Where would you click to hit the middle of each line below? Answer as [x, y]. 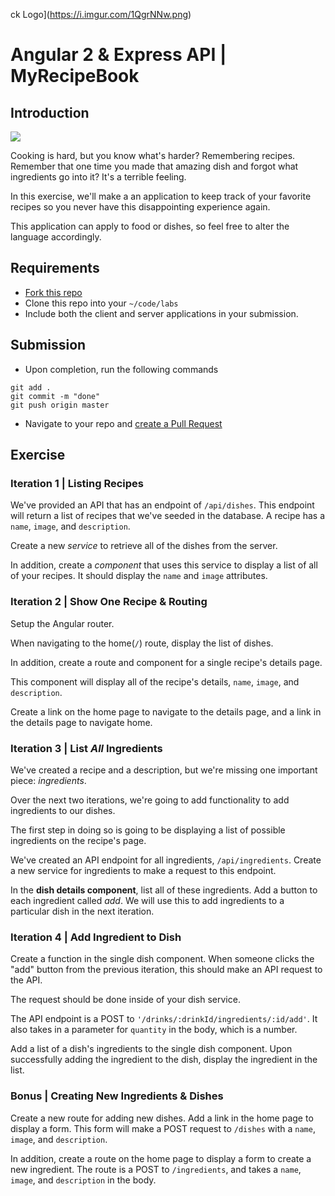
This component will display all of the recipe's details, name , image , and [155, 681]
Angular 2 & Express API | [118, 55]
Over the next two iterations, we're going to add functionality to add [150, 800]
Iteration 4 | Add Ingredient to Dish [96, 937]
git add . [31, 387]
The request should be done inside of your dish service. [125, 1000]
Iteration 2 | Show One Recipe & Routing [109, 602]
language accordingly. [56, 237]
